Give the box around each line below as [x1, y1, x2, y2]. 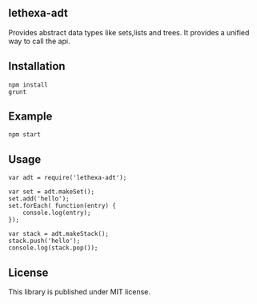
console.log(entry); [22, 209, 91, 217]
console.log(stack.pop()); [8, 244, 98, 252]
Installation [8, 59, 66, 73]
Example [8, 110, 53, 124]
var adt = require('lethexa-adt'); [8, 174, 127, 182]
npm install [8, 80, 48, 89]
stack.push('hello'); [8, 237, 81, 245]
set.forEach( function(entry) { [8, 202, 116, 210]
